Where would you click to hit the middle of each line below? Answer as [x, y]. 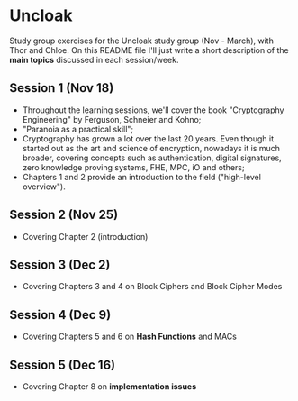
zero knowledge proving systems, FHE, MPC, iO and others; [133, 167]
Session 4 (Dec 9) [60, 315]
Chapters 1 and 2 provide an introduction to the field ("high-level [141, 177]
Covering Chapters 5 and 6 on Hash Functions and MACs [129, 337]
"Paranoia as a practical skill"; [78, 129]
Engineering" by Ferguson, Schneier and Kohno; [112, 119]
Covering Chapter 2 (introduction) [85, 236]
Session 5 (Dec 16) [62, 365]
